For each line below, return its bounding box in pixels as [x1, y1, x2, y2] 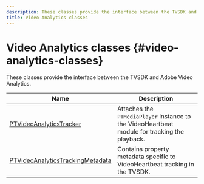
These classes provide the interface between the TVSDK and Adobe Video [6, 73, 193, 81]
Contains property [117, 145, 169, 154]
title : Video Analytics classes [6, 15, 88, 21]
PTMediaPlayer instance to [117, 112, 191, 121]
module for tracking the [117, 128, 184, 136]
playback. [117, 135, 146, 143]
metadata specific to [117, 152, 176, 161]
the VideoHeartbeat [117, 120, 174, 128]
